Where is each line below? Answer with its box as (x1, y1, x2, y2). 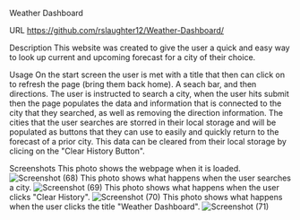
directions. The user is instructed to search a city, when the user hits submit (9, 89, 289, 99)
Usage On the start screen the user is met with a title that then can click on (9, 69, 285, 80)
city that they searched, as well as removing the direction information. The (9, 108, 284, 118)
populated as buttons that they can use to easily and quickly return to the (9, 127, 279, 137)
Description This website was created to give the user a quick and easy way (9, 42, 290, 53)
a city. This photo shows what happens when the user (9, 182, 279, 192)
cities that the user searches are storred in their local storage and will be (9, 117, 277, 128)
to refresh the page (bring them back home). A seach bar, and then (9, 79, 257, 89)
